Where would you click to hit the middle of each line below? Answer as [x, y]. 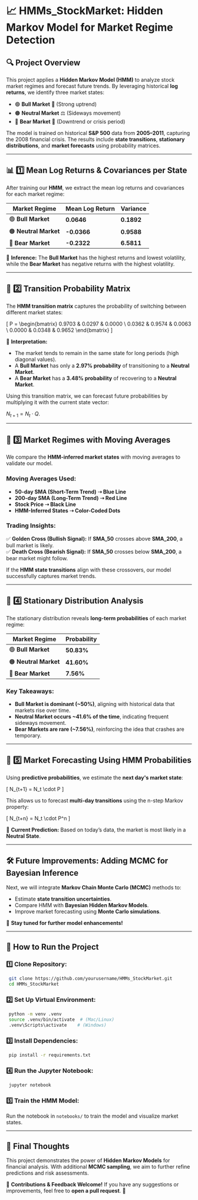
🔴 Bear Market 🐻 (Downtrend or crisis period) [70, 122]
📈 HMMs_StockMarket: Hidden [85, 11]
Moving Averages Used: [41, 479]
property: [17, 807]
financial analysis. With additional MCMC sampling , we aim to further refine [98, 1167]
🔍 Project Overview [43, 62]
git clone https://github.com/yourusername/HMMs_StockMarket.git [90, 979]
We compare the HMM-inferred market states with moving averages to [93, 457]
